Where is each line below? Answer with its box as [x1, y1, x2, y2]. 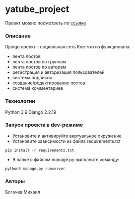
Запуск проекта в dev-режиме [5, 121, 83, 128]
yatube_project [5, 3, 69, 15]
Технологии [5, 98, 36, 105]
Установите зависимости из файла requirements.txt [12, 138, 121, 144]
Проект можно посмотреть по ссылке [5, 20, 86, 26]
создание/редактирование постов [12, 80, 85, 86]
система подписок [12, 75, 52, 81]
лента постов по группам [12, 59, 66, 65]
